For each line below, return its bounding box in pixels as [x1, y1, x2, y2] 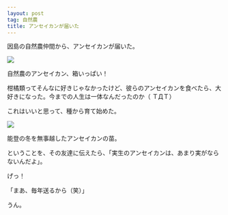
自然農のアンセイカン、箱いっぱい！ [7, 70, 109, 78]
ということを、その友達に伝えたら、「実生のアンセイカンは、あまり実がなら [7, 149, 220, 157]
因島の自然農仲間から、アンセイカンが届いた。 [7, 42, 139, 51]
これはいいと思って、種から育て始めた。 [7, 107, 121, 115]
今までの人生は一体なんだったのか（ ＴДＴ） [48, 93, 175, 101]
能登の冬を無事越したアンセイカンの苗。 [7, 134, 121, 143]
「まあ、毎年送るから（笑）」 [7, 186, 88, 195]
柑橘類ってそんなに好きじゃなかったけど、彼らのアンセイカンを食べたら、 [7, 84, 216, 92]
